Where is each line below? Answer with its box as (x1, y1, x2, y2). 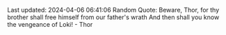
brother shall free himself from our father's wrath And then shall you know (7, 13, 220, 21)
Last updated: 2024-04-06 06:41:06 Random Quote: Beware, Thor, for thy (7, 6, 220, 14)
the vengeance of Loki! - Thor (7, 21, 93, 28)
